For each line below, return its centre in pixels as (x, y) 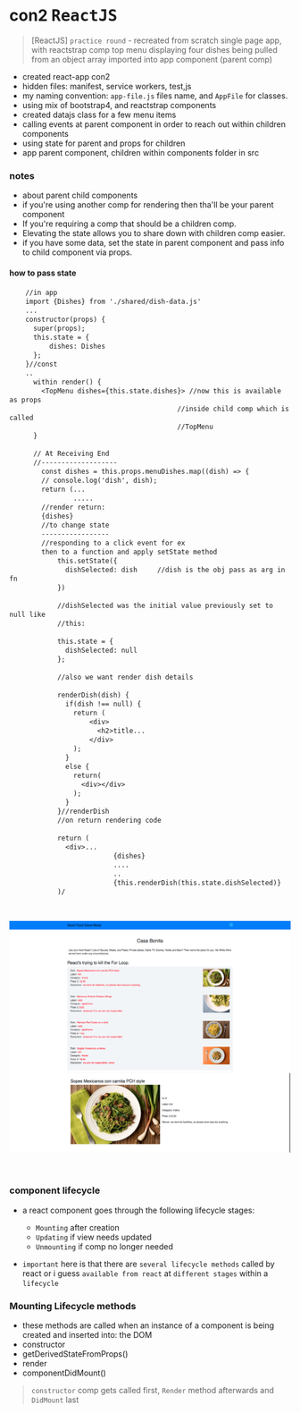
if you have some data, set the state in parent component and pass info (153, 243)
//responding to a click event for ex (113, 543)
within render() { (67, 382)
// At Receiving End (71, 454)
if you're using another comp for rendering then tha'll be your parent (148, 205)
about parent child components (80, 195)
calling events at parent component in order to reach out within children (154, 124)
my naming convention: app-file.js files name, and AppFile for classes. (155, 96)
